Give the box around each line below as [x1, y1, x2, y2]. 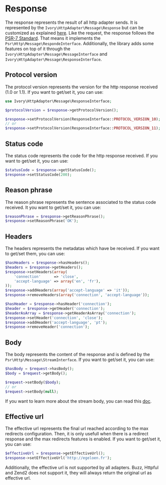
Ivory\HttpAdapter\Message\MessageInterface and [5, 51, 108, 57]
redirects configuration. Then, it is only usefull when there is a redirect [5, 431, 149, 437]
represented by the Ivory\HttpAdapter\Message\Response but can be [5, 24, 144, 30]
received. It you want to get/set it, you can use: [5, 204, 102, 210]
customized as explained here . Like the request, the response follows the [5, 30, 155, 36]
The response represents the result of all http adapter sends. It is [5, 19, 138, 25]
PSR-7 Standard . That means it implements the [5, 35, 101, 41]
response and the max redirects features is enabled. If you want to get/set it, [5, 436, 162, 442]
